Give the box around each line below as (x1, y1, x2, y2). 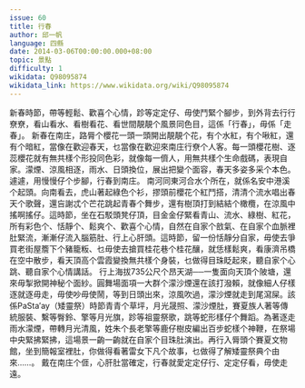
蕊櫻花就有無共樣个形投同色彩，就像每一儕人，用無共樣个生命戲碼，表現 (9, 152, 280, 164)
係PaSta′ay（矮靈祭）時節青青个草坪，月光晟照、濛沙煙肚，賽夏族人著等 (9, 300, 280, 311)
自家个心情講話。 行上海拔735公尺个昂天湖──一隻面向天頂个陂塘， (33, 265, 284, 277)
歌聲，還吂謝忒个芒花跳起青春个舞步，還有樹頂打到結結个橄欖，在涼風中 (25, 197, 296, 209)
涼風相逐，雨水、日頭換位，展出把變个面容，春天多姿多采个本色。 (48, 164, 296, 174)
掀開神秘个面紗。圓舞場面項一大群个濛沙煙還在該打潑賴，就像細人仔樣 (33, 277, 296, 288)
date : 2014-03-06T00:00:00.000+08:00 (9, 47, 152, 56)
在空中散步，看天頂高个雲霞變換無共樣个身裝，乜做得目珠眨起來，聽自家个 (9, 254, 288, 265)
